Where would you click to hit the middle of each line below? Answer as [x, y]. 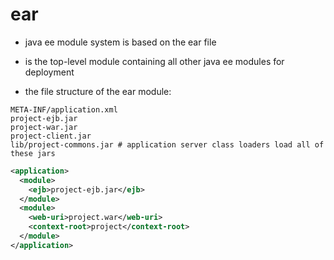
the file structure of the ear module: [98, 91]
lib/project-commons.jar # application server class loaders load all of [167, 144]
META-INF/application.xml [64, 109]
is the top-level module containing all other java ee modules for [154, 61]
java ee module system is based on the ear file [120, 42]
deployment [49, 72]
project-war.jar [44, 127]
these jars [33, 153]
